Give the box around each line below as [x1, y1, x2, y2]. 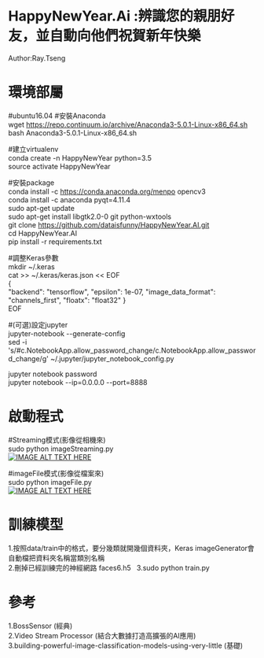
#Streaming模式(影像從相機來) [8, 434, 106, 445]
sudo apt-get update [8, 203, 75, 213]
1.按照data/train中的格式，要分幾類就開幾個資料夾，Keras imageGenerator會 [8, 543, 255, 553]
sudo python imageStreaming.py [8, 444, 114, 453]
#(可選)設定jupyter [8, 320, 68, 329]
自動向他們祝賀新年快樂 [49, 27, 202, 45]
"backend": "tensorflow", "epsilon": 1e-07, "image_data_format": [8, 286, 216, 296]
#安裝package [8, 178, 55, 187]
